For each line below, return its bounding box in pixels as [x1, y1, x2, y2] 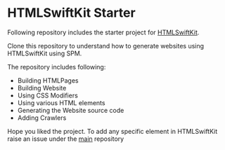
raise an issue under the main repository [7, 135, 124, 143]
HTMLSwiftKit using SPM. [7, 49, 82, 57]
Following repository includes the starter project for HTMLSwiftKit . [7, 28, 200, 36]
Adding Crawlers [17, 114, 67, 122]
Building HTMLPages [17, 76, 79, 85]
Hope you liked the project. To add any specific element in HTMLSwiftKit [7, 127, 218, 135]
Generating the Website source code [17, 106, 124, 114]
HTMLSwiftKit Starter [7, 5, 136, 21]
